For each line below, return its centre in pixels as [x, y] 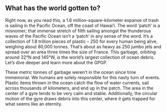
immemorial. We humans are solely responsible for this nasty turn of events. [83, 77]
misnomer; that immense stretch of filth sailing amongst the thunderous [78, 31]
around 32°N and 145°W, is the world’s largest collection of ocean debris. [80, 57]
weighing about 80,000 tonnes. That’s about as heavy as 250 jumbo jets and [83, 46]
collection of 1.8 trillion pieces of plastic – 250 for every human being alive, [81, 41]
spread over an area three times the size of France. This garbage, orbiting [81, 52]
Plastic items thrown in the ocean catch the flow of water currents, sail [77, 83]
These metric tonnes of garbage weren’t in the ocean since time [71, 72]
